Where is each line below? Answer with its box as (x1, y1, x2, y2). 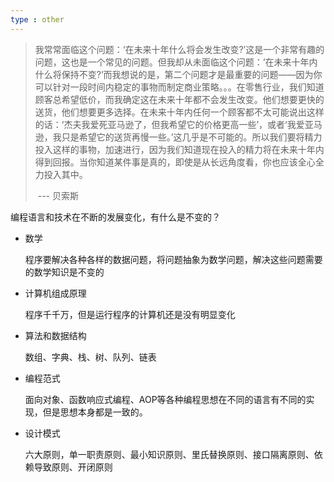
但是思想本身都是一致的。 (42, 406, 148, 418)
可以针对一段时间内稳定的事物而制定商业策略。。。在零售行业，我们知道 (34, 81, 325, 93)
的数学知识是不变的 (24, 266, 105, 278)
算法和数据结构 (24, 329, 87, 341)
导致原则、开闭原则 (33, 461, 113, 473)
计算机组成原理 (24, 287, 87, 299)
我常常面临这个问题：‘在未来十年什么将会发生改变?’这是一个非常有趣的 (34, 43, 325, 55)
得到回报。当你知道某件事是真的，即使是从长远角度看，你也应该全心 (34, 156, 316, 168)
